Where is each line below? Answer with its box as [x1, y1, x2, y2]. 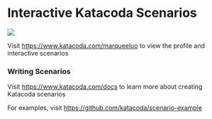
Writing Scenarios [7, 66, 71, 76]
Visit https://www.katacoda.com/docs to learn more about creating [7, 82, 203, 91]
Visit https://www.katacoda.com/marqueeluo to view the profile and [7, 41, 206, 50]
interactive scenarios [7, 49, 69, 57]
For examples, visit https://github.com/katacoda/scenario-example [7, 104, 202, 112]
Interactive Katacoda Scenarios [7, 5, 197, 21]
